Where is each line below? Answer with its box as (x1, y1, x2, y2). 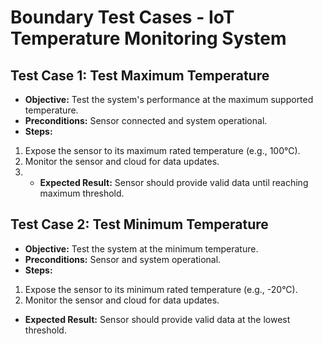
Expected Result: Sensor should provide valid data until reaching (39, 177, 309, 188)
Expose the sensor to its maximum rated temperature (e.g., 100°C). (24, 145, 301, 156)
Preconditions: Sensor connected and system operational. (24, 115, 268, 126)
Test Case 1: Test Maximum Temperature (10, 67, 270, 84)
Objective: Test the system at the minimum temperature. (24, 242, 259, 255)
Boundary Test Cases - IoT (10, 6, 235, 29)
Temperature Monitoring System (10, 27, 287, 50)
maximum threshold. (39, 187, 125, 199)
